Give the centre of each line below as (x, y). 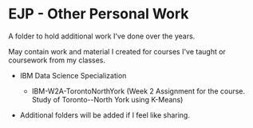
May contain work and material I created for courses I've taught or (117, 51)
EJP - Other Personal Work (99, 14)
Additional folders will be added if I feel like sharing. (105, 115)
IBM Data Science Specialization (73, 75)
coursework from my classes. (57, 60)
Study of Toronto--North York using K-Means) (107, 99)
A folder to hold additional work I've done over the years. (102, 36)
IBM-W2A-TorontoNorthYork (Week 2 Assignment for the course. (138, 91)
